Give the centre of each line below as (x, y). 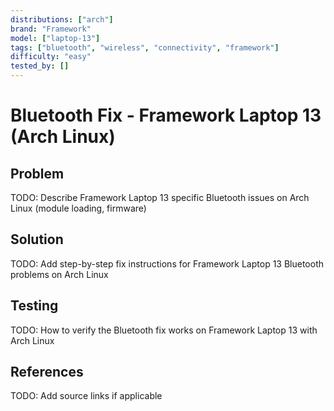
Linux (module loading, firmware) (78, 208)
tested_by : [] (40, 66)
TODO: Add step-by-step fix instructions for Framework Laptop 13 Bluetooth (167, 263)
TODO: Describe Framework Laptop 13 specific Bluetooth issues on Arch (160, 197)
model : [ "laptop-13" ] (55, 38)
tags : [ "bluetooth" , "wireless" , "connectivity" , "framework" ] (145, 47)
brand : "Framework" (51, 29)
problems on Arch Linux (59, 274)
